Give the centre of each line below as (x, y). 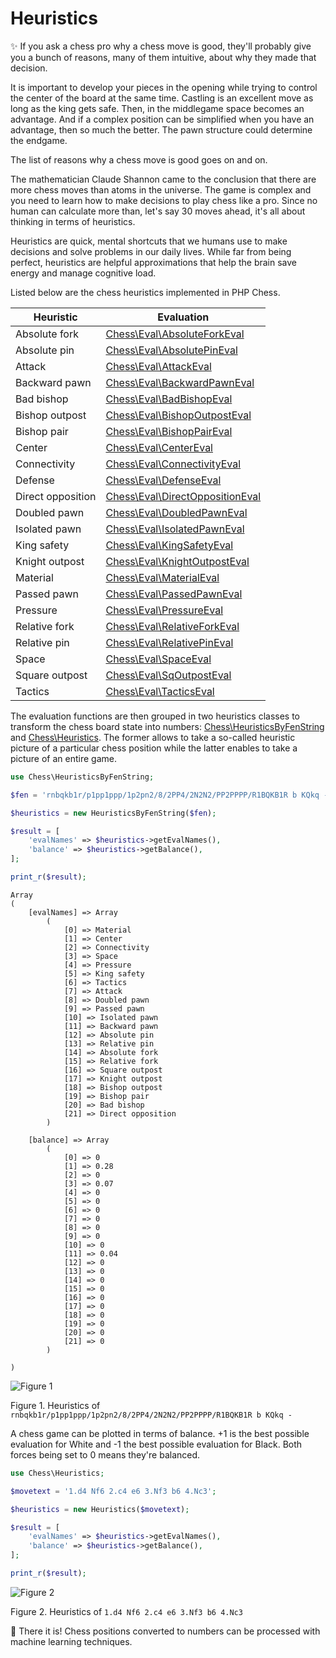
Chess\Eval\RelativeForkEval (172, 626)
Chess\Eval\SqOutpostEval (168, 675)
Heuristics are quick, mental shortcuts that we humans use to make (149, 241)
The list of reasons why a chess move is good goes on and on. (139, 159)
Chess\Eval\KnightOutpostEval (177, 561)
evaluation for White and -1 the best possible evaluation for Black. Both (156, 1444)
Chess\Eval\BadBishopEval (169, 399)
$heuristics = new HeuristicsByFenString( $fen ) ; (113, 813)
